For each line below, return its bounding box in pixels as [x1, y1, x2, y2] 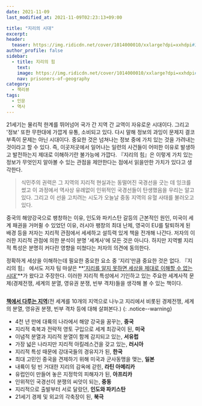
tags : [6, 93, 20, 99]
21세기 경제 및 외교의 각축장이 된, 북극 [14, 393, 104, 400]
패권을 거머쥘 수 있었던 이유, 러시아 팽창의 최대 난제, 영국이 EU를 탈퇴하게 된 [12, 221, 191, 229]
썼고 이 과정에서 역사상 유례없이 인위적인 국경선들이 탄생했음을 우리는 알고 [20, 186, 195, 193]
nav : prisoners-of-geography [17, 76, 90, 82]
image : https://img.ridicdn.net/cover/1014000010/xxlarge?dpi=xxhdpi [17, 70, 195, 76]
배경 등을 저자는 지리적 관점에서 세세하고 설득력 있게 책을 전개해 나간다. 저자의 [6, 229, 189, 236]
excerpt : [6, 31, 28, 37]
